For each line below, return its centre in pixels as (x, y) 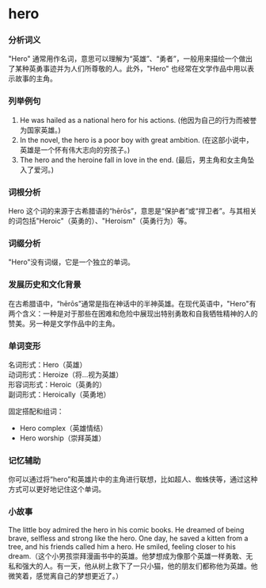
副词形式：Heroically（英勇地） (59, 394)
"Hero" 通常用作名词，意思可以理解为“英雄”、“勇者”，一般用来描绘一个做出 (131, 59)
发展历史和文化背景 (45, 285)
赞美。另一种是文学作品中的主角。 (64, 323)
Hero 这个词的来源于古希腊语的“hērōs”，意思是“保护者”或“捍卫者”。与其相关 (133, 211)
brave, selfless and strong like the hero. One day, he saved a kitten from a (128, 538)
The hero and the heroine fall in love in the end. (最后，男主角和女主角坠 (137, 159)
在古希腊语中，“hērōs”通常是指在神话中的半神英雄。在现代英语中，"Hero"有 (132, 303)
